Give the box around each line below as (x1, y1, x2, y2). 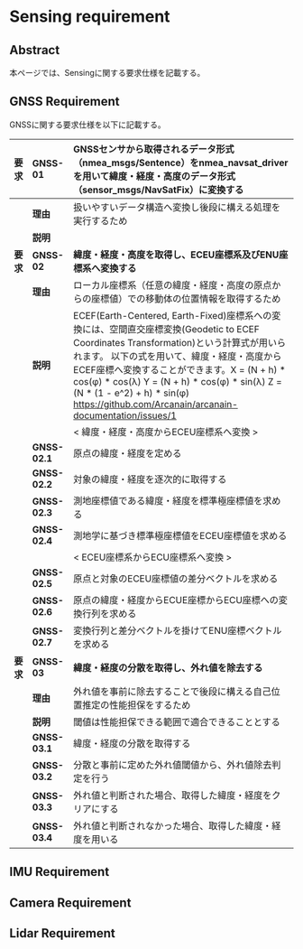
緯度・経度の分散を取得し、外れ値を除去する (73, 661, 263, 674)
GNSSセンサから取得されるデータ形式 (73, 143, 234, 155)
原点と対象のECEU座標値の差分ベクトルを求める (73, 572, 279, 584)
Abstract (9, 42, 60, 58)
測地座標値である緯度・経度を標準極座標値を (73, 494, 263, 507)
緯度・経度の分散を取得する (73, 737, 191, 749)
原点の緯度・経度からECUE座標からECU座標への (73, 593, 280, 606)
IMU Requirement (9, 864, 110, 879)
